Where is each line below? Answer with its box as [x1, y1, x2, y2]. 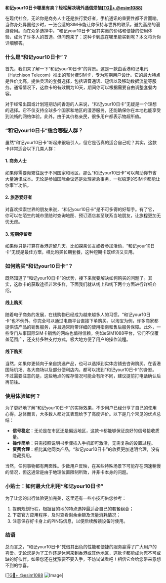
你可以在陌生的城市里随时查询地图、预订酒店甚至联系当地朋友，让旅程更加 [5, 212, 157, 218]
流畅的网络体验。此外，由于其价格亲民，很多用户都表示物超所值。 [9, 113, 144, 119]
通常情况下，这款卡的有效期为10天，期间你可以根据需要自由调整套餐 [13, 84, 153, 91]
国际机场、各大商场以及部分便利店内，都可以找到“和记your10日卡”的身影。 [5, 367, 157, 372]
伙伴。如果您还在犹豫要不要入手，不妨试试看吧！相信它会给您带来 [18, 556, 152, 562]
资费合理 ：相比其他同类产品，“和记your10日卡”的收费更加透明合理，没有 [12, 446, 160, 452]
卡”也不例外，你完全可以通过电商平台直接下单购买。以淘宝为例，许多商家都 [5, 318, 159, 323]
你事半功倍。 [5, 182, 31, 188]
